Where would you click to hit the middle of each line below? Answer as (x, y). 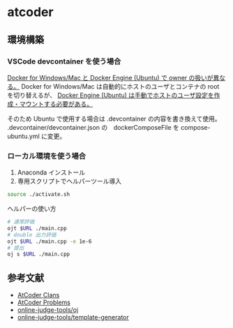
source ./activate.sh (39, 195)
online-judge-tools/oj (48, 310)
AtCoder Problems (44, 303)
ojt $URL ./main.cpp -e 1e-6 (50, 241)
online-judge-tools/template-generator (73, 318)
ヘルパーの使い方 (32, 209)
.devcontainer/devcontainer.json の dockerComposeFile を (93, 127)
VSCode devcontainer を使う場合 (64, 61)
